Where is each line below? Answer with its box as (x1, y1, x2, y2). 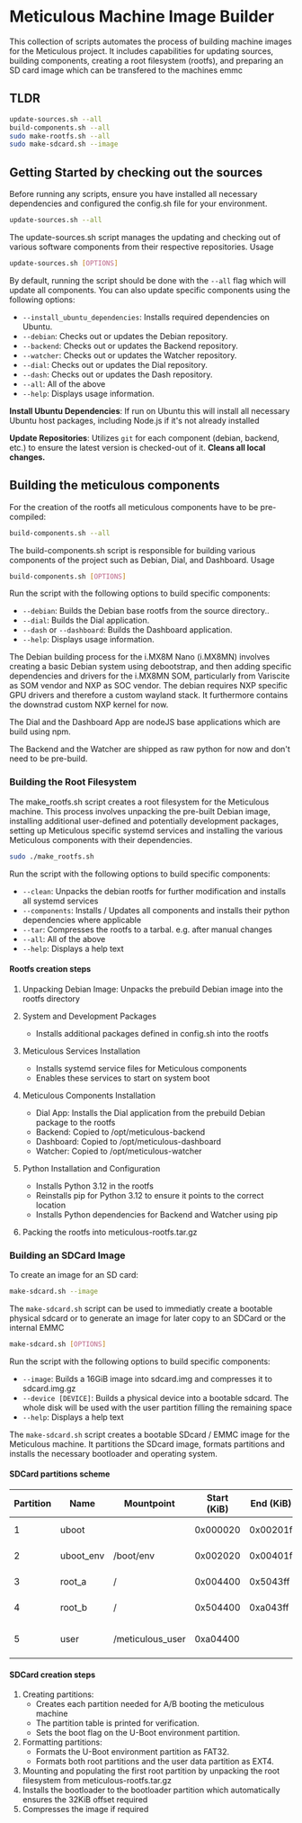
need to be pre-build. (9, 753, 88, 764)
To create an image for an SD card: (9, 1270, 139, 1280)
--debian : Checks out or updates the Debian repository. (22, 330, 228, 341)
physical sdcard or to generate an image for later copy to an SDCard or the (9, 1312, 286, 1324)
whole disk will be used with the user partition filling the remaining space (22, 1402, 293, 1413)
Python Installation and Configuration (22, 1163, 161, 1173)
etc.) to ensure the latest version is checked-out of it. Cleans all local (9, 442, 266, 453)
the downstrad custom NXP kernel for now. (9, 699, 169, 710)
